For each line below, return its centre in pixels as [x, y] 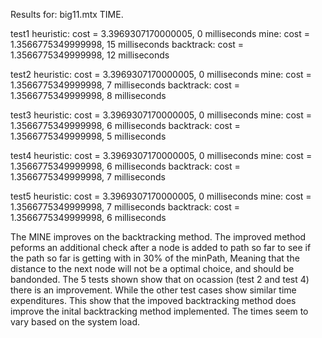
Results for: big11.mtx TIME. [67, 14]
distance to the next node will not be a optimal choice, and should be [152, 268]
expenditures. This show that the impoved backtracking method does [153, 300]
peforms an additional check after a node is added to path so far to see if [161, 247]
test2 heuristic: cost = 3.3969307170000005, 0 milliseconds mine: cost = [161, 74]
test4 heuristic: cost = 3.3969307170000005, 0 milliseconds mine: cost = [161, 155]
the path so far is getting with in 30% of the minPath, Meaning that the [155, 258]
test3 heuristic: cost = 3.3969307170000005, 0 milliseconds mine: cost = [161, 115]
